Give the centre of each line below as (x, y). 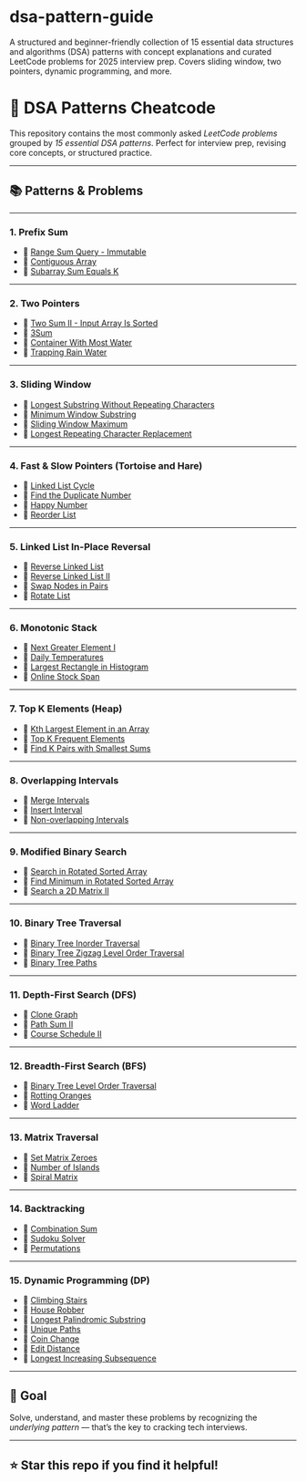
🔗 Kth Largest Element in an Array (86, 729)
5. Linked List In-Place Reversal (80, 546)
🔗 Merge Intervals (56, 801)
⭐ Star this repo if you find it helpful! (114, 1466)
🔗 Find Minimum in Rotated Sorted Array (98, 881)
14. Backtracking (47, 1208)
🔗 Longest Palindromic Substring (84, 1320)
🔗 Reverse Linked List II (66, 576)
